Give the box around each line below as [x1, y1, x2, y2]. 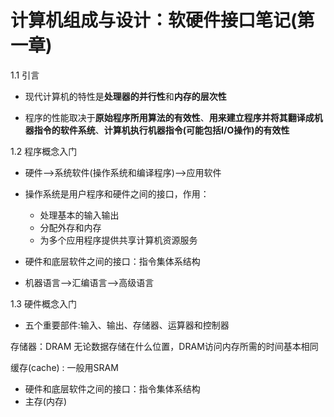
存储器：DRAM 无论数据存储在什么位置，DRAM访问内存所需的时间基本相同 [10, 340, 319, 352]
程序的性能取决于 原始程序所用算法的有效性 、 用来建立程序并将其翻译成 [24, 111, 315, 123]
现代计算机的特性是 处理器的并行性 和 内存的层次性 [24, 90, 227, 102]
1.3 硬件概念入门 [10, 297, 77, 310]
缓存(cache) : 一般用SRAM [10, 361, 119, 373]
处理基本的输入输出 [39, 209, 120, 221]
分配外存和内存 [39, 221, 102, 233]
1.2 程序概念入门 [10, 145, 78, 157]
